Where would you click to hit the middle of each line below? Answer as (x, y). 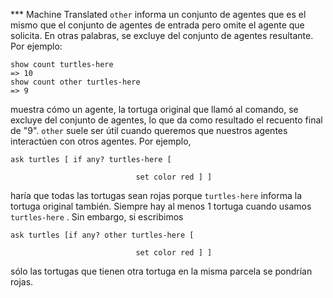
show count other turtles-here (75, 82)
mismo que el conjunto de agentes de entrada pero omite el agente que (157, 25)
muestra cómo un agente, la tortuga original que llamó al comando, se (154, 109)
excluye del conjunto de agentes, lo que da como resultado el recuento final (166, 120)
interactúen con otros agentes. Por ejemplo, (101, 141)
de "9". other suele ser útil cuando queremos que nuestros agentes (149, 130)
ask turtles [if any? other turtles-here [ (102, 235)
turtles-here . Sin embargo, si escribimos (97, 217)
